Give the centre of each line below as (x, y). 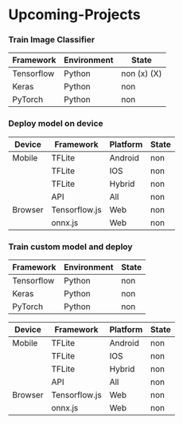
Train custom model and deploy (70, 247)
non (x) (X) (142, 73)
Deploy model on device (56, 124)
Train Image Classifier (52, 40)
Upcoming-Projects (74, 15)
